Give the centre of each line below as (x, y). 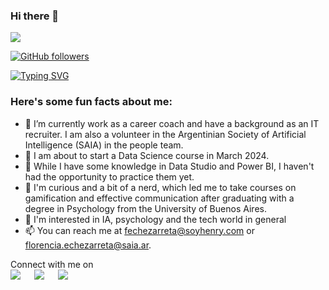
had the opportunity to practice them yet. (109, 176)
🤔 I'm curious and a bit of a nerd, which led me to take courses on (160, 187)
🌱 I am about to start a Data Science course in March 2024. (147, 155)
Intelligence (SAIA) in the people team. (104, 145)
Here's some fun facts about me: (91, 102)
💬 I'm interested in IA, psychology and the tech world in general (155, 219)
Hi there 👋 (35, 16)
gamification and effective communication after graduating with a (159, 198)
